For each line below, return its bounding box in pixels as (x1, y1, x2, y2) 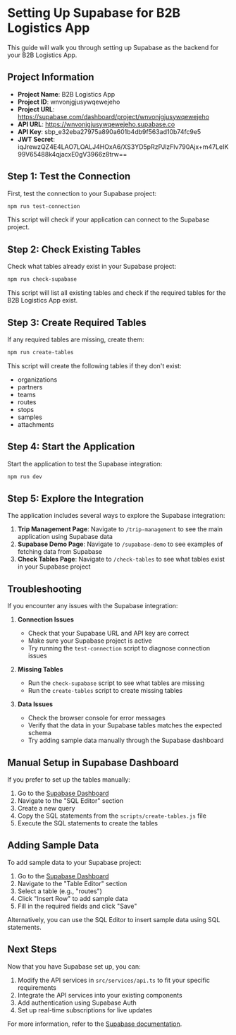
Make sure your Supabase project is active (27, 636, 153, 645)
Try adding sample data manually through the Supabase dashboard (27, 736, 224, 745)
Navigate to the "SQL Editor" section (17, 796, 124, 805)
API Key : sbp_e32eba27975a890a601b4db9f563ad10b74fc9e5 (17, 127, 201, 135)
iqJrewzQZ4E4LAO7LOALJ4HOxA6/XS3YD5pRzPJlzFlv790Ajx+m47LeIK (17, 143, 229, 151)
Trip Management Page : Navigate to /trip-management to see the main (17, 525, 223, 533)
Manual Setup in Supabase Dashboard (7, 756, 180, 768)
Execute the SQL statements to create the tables (17, 818, 159, 827)
